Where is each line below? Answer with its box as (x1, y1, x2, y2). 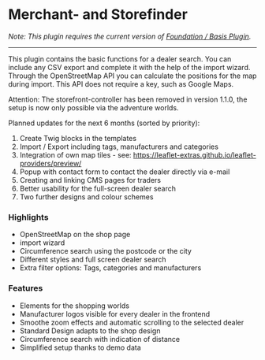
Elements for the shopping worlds (19, 301, 130, 310)
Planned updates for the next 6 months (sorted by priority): (8, 118, 200, 128)
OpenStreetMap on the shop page (19, 230, 131, 239)
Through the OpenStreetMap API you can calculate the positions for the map (8, 71, 257, 80)
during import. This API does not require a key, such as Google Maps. (8, 79, 234, 88)
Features (8, 283, 43, 294)
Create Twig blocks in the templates (19, 133, 136, 143)
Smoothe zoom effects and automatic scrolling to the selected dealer (19, 317, 244, 327)
